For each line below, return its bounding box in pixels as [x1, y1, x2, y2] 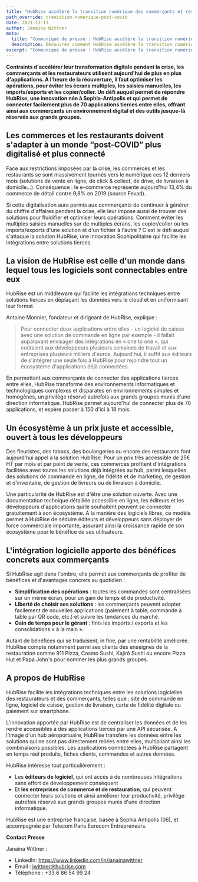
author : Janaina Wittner [6, 25, 67, 31]
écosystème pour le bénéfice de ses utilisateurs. [6, 528, 124, 535]
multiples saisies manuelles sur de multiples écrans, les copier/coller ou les [6, 220, 189, 227]
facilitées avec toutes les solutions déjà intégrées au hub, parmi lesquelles [6, 467, 187, 474]
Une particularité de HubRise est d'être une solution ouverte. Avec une [6, 491, 178, 498]
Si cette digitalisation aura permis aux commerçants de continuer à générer [6, 201, 189, 208]
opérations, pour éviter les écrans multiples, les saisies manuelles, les [6, 82, 181, 89]
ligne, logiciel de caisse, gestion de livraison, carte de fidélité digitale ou [6, 701, 181, 708]
